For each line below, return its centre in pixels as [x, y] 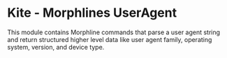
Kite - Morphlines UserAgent [92, 13]
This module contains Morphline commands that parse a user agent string [114, 32]
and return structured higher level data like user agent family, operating [110, 39]
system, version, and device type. [56, 47]
